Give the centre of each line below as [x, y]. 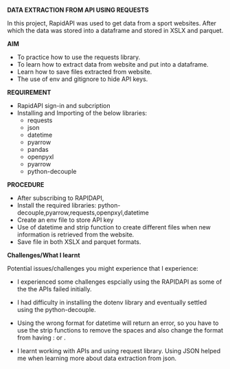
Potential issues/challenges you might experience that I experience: [103, 268]
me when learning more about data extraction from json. [97, 358]
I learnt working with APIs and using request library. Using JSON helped [119, 351]
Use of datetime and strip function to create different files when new [114, 227]
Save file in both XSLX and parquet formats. [79, 242]
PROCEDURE [26, 184]
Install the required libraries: [57, 205]
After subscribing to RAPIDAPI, [60, 198]
